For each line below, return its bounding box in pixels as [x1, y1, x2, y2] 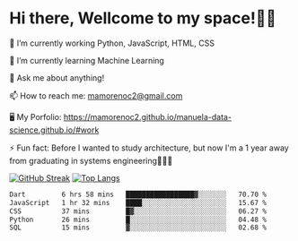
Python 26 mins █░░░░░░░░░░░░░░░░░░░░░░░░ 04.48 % [9, 215, 267, 224]
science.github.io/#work [9, 125, 100, 135]
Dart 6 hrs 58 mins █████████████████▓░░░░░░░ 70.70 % [9, 190, 267, 199]
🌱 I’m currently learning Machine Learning [9, 55, 164, 65]
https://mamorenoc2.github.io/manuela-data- [63, 111, 232, 122]
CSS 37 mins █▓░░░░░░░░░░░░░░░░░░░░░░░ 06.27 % [9, 206, 267, 216]
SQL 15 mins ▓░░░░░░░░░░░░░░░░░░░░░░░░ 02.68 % [9, 223, 267, 232]
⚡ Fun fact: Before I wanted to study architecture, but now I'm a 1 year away [9, 142, 289, 153]
